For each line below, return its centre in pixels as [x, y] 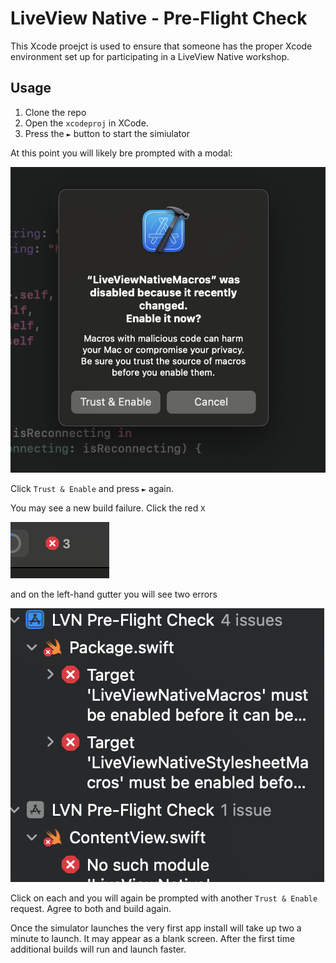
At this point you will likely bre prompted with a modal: [121, 153]
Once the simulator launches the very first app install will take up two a [156, 928]
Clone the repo [55, 112]
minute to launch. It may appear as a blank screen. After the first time [153, 939]
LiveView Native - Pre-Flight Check [159, 18]
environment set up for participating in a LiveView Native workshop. [150, 56]
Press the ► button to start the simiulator [107, 133]
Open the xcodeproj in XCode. [86, 123]
